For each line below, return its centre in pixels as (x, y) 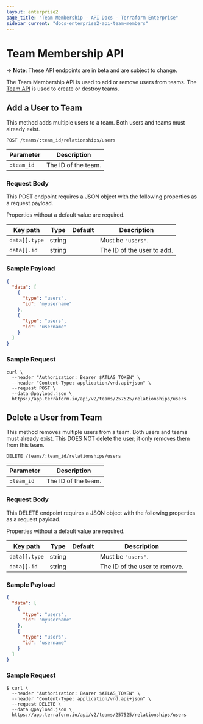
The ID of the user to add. (136, 250)
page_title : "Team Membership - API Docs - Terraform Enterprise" (92, 18)
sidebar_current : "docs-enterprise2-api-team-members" (77, 23)
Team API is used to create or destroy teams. (63, 89)
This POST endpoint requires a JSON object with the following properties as (101, 197)
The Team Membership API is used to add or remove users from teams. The (101, 82)
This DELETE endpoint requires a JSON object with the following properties (101, 513)
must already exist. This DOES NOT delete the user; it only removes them (98, 439)
